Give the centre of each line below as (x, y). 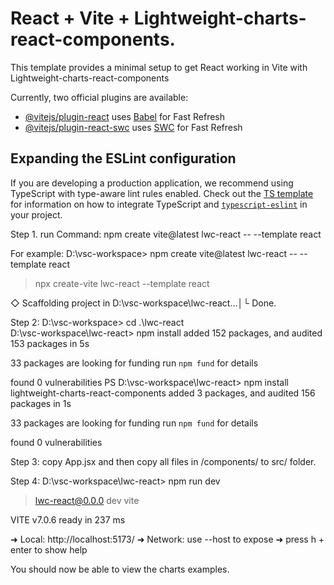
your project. (36, 214)
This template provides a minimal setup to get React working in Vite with (159, 67)
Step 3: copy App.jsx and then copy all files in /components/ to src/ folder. (163, 461)
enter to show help (49, 549)
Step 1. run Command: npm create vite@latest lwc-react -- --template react (166, 234)
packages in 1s (41, 403)
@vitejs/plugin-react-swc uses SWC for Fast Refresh (133, 127)
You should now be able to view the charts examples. (120, 569)
